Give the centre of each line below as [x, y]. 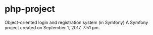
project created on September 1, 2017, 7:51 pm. [52, 27]
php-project [30, 9]
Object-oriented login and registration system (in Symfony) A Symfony [76, 22]
